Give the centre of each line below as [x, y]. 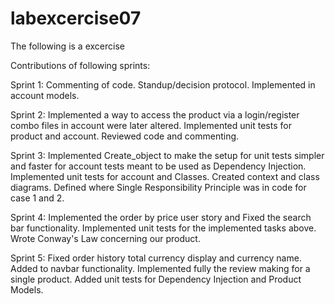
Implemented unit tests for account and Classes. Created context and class [165, 176]
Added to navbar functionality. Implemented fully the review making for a [160, 268]
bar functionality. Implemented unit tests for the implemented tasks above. [163, 228]
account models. [45, 95]
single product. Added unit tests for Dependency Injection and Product [156, 279]
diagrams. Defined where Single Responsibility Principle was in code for [158, 187]
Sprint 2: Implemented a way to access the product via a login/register [155, 114]
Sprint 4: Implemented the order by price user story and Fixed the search [161, 217]
